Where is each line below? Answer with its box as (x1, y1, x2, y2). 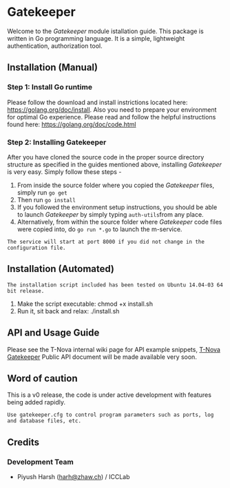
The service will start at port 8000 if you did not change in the (7, 238, 205, 245)
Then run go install (17, 195, 76, 204)
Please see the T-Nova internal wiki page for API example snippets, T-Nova (7, 345, 220, 353)
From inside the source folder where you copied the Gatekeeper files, (17, 181, 215, 189)
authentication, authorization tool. (7, 41, 103, 50)
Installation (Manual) (7, 61, 98, 73)
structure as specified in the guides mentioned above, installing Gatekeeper (7, 160, 222, 168)
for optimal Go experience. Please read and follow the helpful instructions (7, 113, 216, 121)
